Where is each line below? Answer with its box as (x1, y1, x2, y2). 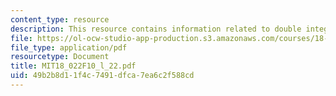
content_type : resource (10, 14, 110, 25)
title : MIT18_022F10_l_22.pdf (10, 61, 137, 71)
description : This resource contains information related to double (10, 24, 302, 34)
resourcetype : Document (10, 52, 110, 62)
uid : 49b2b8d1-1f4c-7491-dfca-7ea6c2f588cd (10, 71, 195, 81)
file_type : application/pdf (10, 42, 128, 53)
